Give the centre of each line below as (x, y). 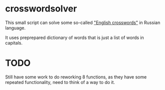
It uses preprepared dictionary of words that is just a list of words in (75, 37)
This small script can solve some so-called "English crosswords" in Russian (83, 22)
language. (15, 27)
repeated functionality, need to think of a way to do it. (60, 82)
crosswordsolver (41, 9)
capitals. (14, 42)
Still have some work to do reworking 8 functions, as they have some (76, 77)
